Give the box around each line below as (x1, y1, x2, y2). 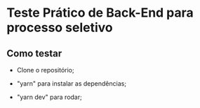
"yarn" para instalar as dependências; (16, 79, 127, 88)
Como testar (6, 47, 62, 59)
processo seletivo (6, 20, 113, 36)
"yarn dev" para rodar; (16, 93, 82, 101)
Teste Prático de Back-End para (6, 5, 194, 21)
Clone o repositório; (16, 66, 74, 74)
